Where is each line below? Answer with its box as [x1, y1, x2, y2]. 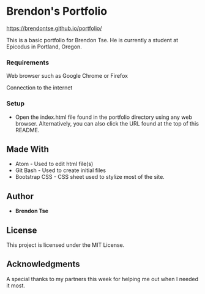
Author [6, 191, 34, 202]
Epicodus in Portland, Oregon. [6, 43, 83, 50]
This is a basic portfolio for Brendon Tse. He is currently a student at [6, 36, 179, 43]
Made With [6, 144, 49, 154]
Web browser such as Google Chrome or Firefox [6, 72, 129, 80]
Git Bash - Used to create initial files [15, 167, 106, 174]
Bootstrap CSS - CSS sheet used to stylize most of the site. [15, 173, 165, 181]
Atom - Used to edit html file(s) [15, 160, 94, 168]
